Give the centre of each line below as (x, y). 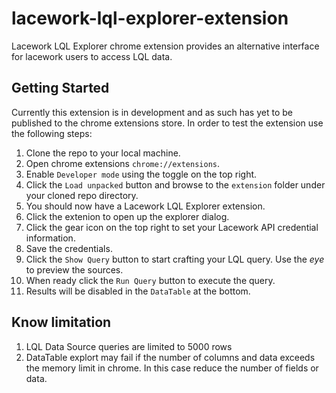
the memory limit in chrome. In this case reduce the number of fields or (172, 368)
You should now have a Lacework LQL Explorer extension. (145, 206)
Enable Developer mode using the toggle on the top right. (141, 174)
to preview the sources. (74, 269)
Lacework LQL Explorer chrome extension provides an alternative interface (165, 46)
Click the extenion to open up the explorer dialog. (127, 216)
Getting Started (60, 88)
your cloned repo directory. (82, 195)
